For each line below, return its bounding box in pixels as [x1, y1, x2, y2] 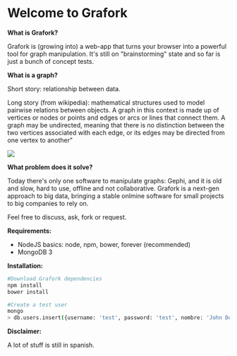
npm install [7, 282, 42, 289]
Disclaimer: [7, 327, 42, 335]
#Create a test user [7, 301, 68, 309]
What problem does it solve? [7, 163, 93, 171]
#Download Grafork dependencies [7, 275, 102, 282]
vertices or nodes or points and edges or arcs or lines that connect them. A [7, 113, 226, 122]
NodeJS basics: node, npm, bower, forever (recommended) [17, 240, 191, 248]
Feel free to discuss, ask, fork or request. [7, 212, 127, 221]
